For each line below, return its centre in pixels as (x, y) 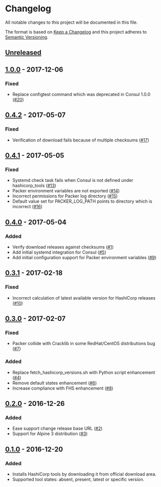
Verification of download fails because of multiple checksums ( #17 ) (81, 140)
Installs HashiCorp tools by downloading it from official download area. (84, 474)
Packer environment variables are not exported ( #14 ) (66, 191)
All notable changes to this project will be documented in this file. (72, 22)
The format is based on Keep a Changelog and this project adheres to (76, 32)
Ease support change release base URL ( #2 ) (57, 429)
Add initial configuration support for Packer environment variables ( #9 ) (84, 258)
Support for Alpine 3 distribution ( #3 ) (50, 434)
